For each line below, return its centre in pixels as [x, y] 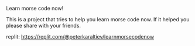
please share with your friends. [43, 26]
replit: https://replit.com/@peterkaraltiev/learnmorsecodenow [80, 37]
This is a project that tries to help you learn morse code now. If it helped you [98, 19]
